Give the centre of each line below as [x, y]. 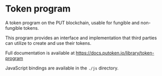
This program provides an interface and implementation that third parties [81, 38]
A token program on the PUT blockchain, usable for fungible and [72, 23]
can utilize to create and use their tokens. [48, 43]
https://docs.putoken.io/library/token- [115, 53]
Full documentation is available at [40, 53]
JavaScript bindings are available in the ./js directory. [62, 68]
